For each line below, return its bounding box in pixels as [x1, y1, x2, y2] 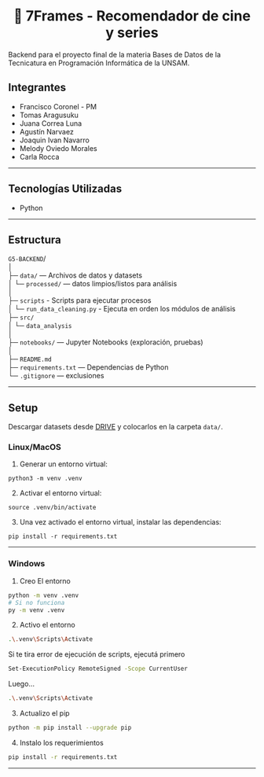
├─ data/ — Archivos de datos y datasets [8, 271, 143, 280]
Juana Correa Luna [19, 118, 82, 128]
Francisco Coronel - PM [19, 101, 97, 111]
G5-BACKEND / [8, 254, 46, 263]
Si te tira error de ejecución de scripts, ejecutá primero [8, 650, 185, 659]
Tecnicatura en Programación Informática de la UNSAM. [8, 58, 190, 68]
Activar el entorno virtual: [19, 488, 102, 498]
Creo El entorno [19, 576, 71, 585]
